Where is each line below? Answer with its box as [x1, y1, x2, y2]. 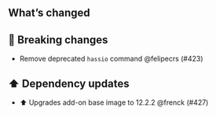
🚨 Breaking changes [8, 33, 108, 46]
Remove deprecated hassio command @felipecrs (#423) [19, 54, 203, 64]
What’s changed [8, 6, 90, 20]
